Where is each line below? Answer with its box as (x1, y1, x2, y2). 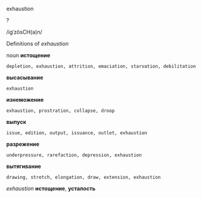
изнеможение (6, 96, 44, 103)
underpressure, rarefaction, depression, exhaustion (6, 152, 142, 158)
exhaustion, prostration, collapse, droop (6, 108, 115, 114)
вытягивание (6, 162, 41, 170)
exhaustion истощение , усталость (6, 185, 96, 192)
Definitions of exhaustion (6, 40, 69, 47)
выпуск (6, 119, 27, 125)
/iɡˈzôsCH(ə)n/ (6, 28, 42, 36)
